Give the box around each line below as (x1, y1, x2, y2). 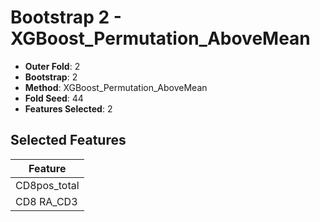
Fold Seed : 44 (24, 92, 84, 104)
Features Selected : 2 (24, 102, 113, 115)
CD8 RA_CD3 (15, 194, 78, 208)
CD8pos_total (15, 178, 80, 192)
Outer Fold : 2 (24, 60, 81, 72)
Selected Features (10, 132, 127, 149)
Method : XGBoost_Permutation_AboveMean (24, 81, 208, 93)
